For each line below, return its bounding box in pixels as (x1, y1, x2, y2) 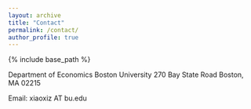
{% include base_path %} (8, 55, 91, 64)
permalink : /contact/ (8, 26, 79, 34)
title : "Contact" (8, 19, 65, 27)
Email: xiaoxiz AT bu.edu (8, 93, 88, 103)
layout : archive (8, 11, 61, 20)
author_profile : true (8, 33, 79, 42)
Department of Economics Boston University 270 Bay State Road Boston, (8, 70, 245, 79)
